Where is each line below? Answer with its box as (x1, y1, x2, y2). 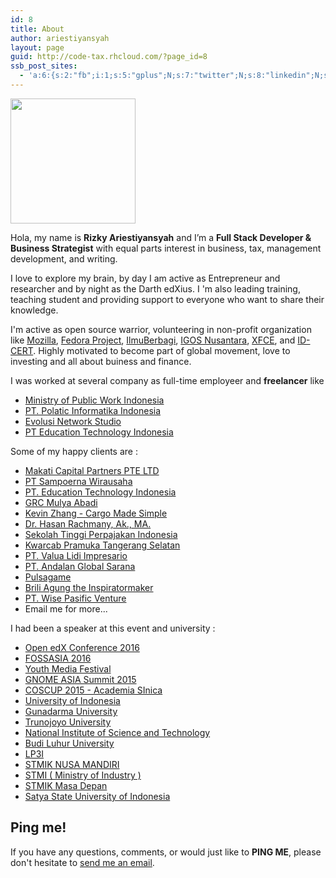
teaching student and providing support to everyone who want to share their (10, 293, 325, 305)
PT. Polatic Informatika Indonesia (24, 404, 162, 416)
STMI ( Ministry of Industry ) (24, 769, 142, 781)
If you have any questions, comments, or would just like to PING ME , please (10, 846, 322, 858)
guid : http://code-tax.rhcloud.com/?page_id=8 (10, 52, 208, 62)
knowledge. (10, 304, 59, 316)
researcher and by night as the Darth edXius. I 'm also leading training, (10, 282, 301, 295)
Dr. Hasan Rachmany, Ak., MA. (24, 517, 152, 530)
